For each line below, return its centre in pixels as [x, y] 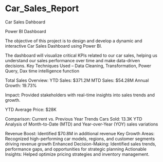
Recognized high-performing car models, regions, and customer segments [80, 139]
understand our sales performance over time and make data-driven [72, 60]
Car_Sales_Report [42, 9]
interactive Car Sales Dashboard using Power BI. [54, 46]
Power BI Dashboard [26, 31]
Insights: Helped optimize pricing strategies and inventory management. [77, 154]
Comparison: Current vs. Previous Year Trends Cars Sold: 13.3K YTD [74, 119]
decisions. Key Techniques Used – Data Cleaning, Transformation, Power [78, 66]
